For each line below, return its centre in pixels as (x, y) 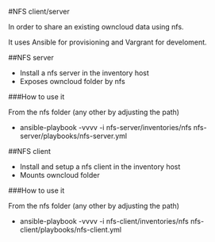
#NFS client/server (39, 12)
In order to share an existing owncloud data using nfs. (96, 27)
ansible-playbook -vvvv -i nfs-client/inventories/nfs (104, 221)
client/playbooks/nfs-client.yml (70, 230)
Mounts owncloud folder (60, 175)
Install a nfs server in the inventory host (84, 73)
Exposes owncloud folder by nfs (72, 81)
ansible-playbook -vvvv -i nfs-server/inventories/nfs (106, 127)
